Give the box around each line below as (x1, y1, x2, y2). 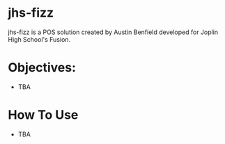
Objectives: (8, 60, 76, 76)
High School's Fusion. (8, 35, 71, 43)
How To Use (8, 107, 79, 123)
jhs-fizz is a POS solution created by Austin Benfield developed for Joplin (8, 28, 219, 36)
